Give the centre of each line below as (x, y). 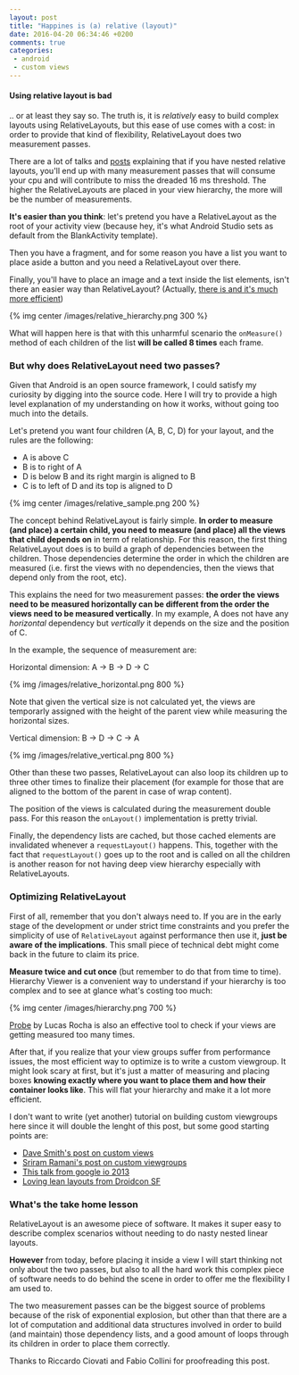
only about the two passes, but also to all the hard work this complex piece (147, 1269)
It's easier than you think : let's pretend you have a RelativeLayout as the (143, 217)
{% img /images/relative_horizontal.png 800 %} (97, 684)
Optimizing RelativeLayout (68, 897)
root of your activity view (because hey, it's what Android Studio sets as (141, 226)
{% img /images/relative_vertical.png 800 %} (92, 756)
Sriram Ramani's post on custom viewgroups (104, 1162)
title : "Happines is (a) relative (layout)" (93, 26)
